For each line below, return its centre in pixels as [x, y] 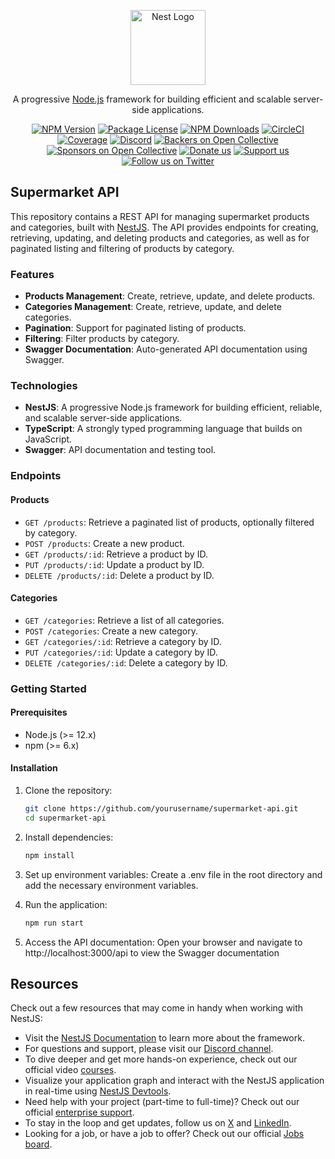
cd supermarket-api [65, 818]
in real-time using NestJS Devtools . [98, 1091]
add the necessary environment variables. [111, 885]
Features [32, 274]
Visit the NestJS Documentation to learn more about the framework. [164, 1038]
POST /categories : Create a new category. [111, 631]
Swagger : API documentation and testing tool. [120, 450]
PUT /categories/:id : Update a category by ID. [121, 652]
